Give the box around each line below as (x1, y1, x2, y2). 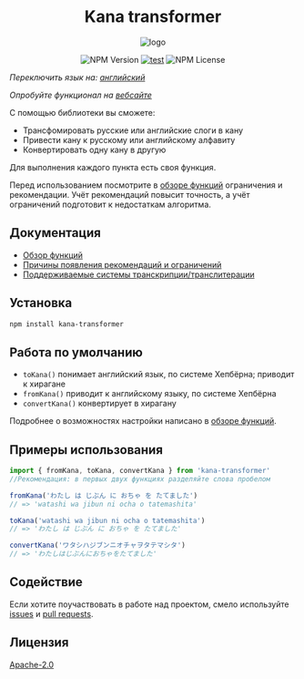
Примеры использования (9, 442, 164, 458)
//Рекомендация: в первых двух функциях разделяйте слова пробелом (9, 474, 271, 484)
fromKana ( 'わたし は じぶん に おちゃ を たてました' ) (9, 490, 198, 500)
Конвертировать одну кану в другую (22, 144, 167, 155)
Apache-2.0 (9, 659, 55, 670)
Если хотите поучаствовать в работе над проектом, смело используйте (9, 599, 289, 610)
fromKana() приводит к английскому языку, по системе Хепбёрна (22, 388, 277, 399)
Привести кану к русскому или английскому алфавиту (22, 134, 236, 145)
